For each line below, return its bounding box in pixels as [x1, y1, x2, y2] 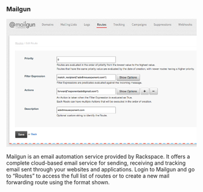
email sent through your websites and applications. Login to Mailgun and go [6, 165, 195, 173]
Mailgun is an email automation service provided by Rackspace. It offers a [6, 153, 190, 160]
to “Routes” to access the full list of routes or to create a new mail [6, 172, 170, 179]
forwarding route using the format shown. [6, 178, 110, 186]
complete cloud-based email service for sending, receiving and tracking [6, 159, 186, 167]
